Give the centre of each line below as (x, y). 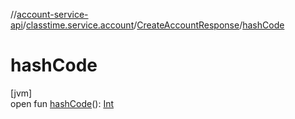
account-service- (52, 14)
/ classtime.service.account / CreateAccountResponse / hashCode (153, 25)
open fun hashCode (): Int (62, 103)
